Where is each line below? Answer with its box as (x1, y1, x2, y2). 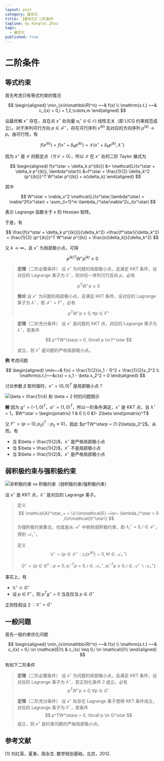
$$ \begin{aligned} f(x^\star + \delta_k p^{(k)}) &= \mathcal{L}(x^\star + (9, 163, 156, 169)
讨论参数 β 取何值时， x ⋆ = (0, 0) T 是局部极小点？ (5, 382, 104, 389)
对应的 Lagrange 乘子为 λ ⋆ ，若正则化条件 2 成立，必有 (17, 678, 128, 685)
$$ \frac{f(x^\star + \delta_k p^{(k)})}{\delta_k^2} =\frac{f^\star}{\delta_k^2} (5, 229, 160, 235)
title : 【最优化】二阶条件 (5, 16, 54, 21)
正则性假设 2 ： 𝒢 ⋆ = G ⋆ (5, 601, 53, 608)
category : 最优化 (5, 12, 38, 17)
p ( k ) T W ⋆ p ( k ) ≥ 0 (66, 254, 99, 261)
